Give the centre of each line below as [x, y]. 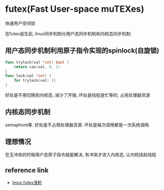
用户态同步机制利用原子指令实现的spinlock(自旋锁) [82, 51]
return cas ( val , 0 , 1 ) [37, 67]
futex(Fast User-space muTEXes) [75, 9]
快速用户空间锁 [20, 23]
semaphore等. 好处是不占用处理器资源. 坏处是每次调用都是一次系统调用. [78, 125]
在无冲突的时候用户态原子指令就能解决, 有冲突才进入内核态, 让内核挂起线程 [81, 154]
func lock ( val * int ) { [28, 76]
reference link [27, 170]
